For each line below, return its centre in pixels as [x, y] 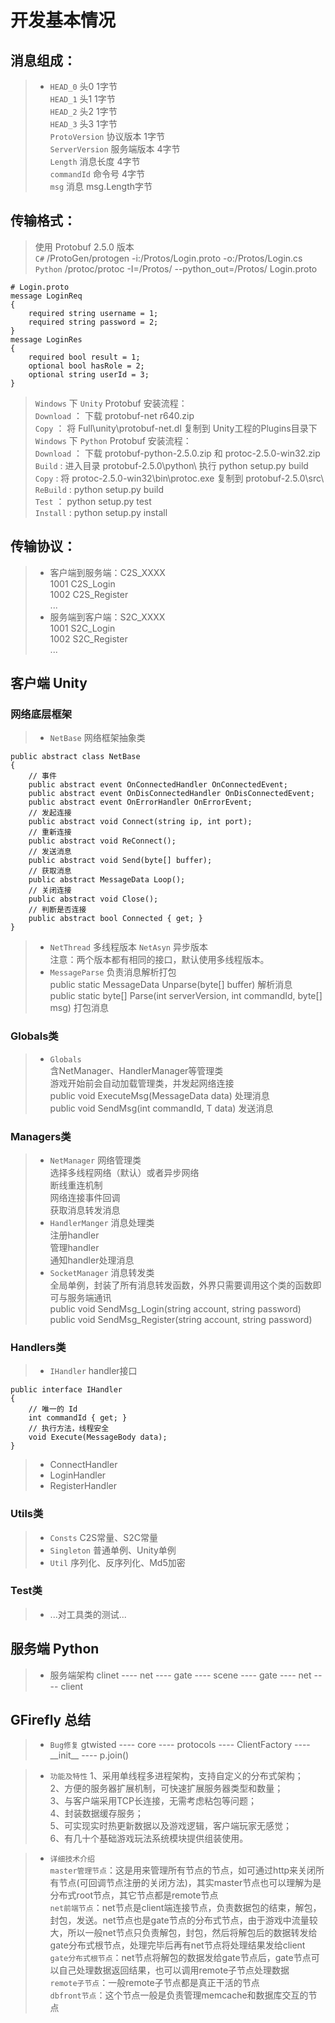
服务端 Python [55, 1649]
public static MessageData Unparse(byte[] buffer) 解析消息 [171, 985]
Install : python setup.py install [101, 512]
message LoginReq [46, 296]
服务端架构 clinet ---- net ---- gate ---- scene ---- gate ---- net [180, 1675]
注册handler [74, 1235]
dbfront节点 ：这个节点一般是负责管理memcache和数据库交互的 [179, 1995]
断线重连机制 [76, 1185]
